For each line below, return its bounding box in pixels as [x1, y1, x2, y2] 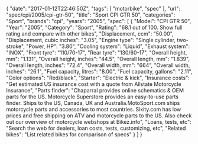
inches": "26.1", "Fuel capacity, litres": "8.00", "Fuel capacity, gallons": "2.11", [6, 68, 193, 75]
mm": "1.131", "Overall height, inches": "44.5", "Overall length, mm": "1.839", [6, 56, 190, 62]
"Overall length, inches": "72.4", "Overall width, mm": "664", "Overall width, [6, 62, 190, 69]
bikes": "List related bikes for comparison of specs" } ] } [6, 131, 143, 138]
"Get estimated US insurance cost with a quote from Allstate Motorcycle [6, 81, 181, 88]
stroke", [6, 43, 25, 50]
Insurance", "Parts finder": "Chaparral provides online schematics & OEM [6, 87, 184, 94]
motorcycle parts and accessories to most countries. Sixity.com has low [6, 106, 181, 113]
